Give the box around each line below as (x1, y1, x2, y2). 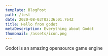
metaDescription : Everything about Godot (5, 26, 94, 32)
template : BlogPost (5, 7, 47, 13)
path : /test (5, 12, 30, 17)
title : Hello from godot (5, 21, 58, 27)
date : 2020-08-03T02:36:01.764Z (5, 17, 74, 22)
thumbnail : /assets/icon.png (5, 31, 67, 36)
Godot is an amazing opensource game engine (5, 45, 103, 51)
